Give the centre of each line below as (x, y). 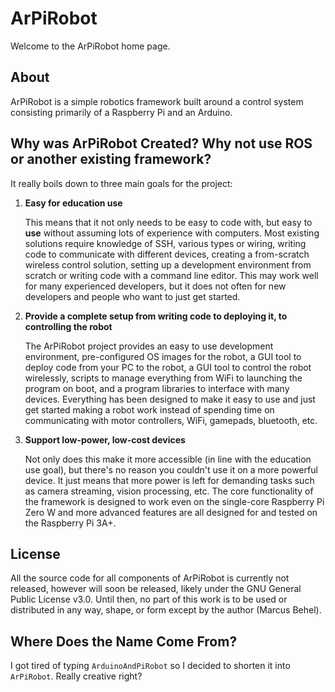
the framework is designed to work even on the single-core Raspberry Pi (174, 501)
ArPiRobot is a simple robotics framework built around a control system (157, 101)
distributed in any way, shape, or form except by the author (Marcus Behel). (166, 610)
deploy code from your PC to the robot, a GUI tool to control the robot (168, 367)
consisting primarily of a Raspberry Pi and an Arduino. (121, 112)
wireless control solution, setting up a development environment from (168, 264)
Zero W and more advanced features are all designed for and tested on (171, 512)
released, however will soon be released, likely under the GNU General (156, 589)
